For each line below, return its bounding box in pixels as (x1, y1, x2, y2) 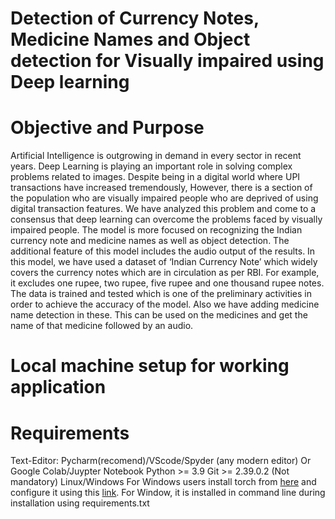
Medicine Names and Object (10, 28, 251, 51)
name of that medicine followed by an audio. (10, 320, 194, 332)
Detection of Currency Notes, (10, 7, 260, 30)
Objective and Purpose (10, 117, 205, 139)
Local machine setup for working (10, 355, 290, 377)
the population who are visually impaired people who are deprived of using (10, 192, 319, 204)
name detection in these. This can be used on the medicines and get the (10, 309, 308, 321)
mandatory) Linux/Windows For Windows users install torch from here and (10, 476, 317, 488)
